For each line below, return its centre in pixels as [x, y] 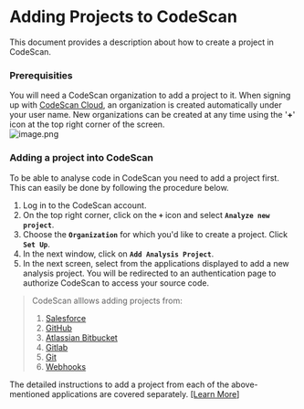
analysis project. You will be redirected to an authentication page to [149, 273]
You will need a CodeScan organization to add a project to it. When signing [150, 95]
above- [245, 384]
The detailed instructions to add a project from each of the [120, 384]
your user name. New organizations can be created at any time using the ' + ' [152, 115]
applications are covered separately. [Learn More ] [146, 393]
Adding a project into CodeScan [81, 158]
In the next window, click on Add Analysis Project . [118, 254]
